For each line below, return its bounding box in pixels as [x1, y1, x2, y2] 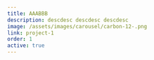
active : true [7, 42, 45, 49]
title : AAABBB [7, 10, 49, 17]
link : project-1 [7, 29, 54, 37]
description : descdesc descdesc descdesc [7, 17, 129, 23]
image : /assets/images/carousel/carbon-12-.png [7, 23, 148, 30]
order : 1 [7, 36, 33, 43]
